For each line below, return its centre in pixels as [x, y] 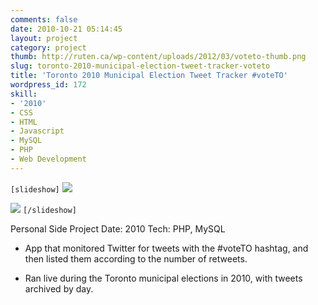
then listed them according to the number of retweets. [136, 258]
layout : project [44, 38]
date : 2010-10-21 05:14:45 [66, 29]
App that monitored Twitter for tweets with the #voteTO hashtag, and [166, 248]
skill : [24, 94]
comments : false [44, 19]
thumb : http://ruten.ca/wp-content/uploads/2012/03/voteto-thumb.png [158, 57]
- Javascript [37, 131]
